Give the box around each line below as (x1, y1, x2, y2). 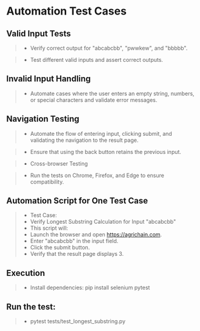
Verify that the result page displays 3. (30, 250, 124, 258)
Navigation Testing (6, 114, 80, 124)
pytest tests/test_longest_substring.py (30, 318, 126, 325)
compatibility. (30, 178, 64, 186)
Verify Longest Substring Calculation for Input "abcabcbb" (30, 218, 176, 226)
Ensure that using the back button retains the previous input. (30, 148, 182, 155)
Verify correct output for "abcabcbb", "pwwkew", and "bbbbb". (30, 44, 188, 52)
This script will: (30, 224, 68, 232)
